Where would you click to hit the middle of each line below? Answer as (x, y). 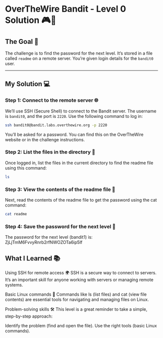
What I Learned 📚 (33, 258)
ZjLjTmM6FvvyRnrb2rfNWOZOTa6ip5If (44, 243)
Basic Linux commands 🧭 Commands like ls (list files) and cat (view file (76, 294)
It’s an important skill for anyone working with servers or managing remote (79, 280)
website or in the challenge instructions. (45, 139)
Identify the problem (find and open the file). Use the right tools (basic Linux (81, 326)
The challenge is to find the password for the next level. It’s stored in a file (79, 53)
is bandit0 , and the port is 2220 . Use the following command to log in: (74, 116)
